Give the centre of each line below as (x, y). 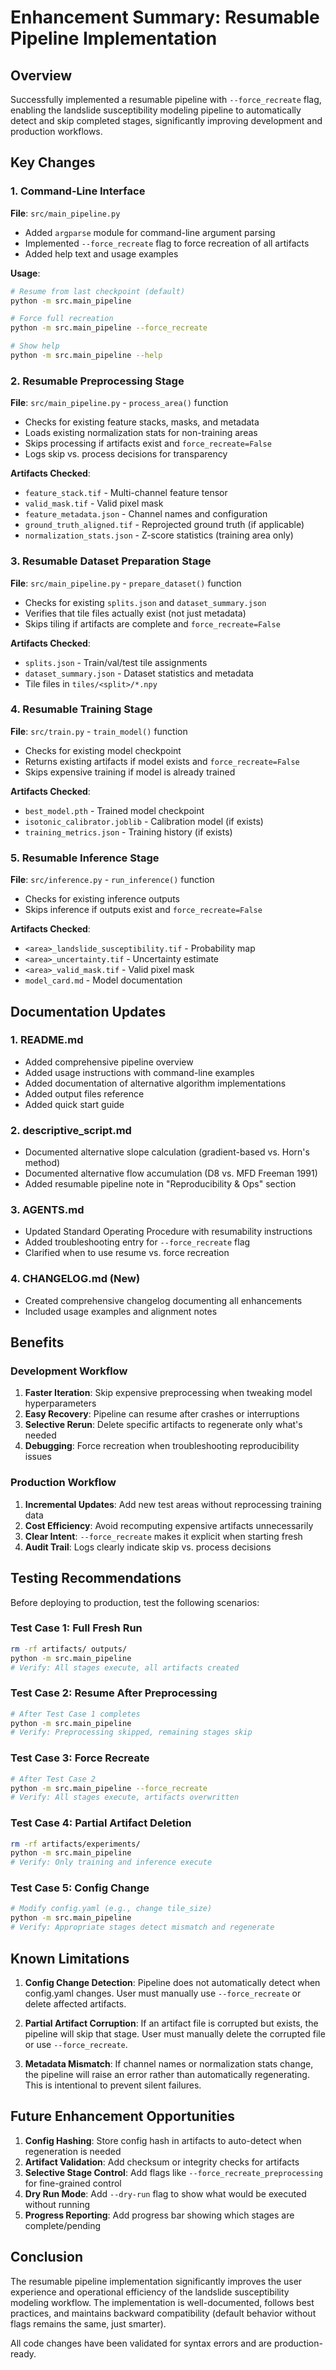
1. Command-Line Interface (78, 191)
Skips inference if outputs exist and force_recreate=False (143, 910)
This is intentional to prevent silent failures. (113, 2085)
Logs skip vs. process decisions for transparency (126, 454)
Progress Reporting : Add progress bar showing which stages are (159, 2215)
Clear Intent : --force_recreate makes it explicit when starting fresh (163, 1536)
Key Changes (53, 162)
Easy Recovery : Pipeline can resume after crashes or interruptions (162, 1414)
